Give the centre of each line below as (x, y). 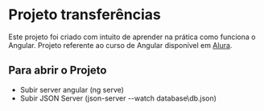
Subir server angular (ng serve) (72, 89)
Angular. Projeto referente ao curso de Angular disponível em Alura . (120, 45)
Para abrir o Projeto (58, 71)
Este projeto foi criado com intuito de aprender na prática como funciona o (132, 37)
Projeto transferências (85, 15)
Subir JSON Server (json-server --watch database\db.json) (118, 98)
